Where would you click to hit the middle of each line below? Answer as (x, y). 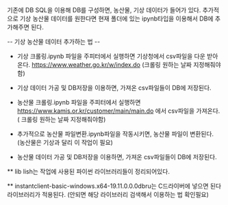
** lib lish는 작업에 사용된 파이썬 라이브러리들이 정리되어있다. (88, 172)
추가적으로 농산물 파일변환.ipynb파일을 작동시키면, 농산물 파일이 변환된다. (115, 134)
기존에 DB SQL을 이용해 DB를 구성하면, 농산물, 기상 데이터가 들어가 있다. (104, 10)
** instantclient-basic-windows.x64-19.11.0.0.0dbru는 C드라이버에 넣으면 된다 (114, 186)
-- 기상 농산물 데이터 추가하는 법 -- (54, 42)
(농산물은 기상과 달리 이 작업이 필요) (65, 142)
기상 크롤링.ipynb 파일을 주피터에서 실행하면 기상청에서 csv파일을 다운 (111, 56)
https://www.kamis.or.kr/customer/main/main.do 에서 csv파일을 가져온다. (118, 111)
